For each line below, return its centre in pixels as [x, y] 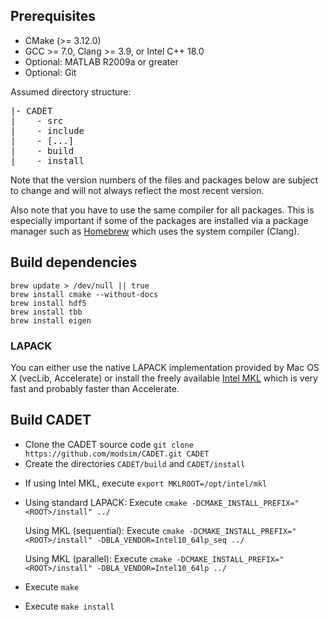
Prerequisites [53, 16]
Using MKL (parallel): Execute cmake [98, 558]
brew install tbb [46, 312]
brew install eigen [51, 320]
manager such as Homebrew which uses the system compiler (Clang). [155, 231]
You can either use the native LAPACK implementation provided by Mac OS [165, 367]
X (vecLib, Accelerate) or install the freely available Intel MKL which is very [164, 378]
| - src [37, 120]
